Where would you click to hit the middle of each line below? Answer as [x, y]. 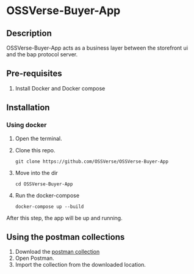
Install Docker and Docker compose [60, 88]
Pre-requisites [34, 74]
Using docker [27, 125]
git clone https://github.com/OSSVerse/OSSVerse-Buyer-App [92, 161]
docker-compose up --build [49, 206]
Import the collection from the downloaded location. [81, 265]
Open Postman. [35, 258]
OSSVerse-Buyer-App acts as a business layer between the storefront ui [97, 48]
